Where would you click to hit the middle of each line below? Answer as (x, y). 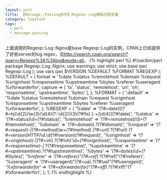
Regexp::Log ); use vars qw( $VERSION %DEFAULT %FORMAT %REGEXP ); (83, 71)
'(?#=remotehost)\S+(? (123, 119)
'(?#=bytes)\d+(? (128, 151)
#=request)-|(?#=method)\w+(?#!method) (48, 130)
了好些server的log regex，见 (34, 54)
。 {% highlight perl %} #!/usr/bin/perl (123, 60)
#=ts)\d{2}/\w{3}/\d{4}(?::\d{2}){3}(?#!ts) (48, 114)
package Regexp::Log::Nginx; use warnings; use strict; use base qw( (76, 66)
